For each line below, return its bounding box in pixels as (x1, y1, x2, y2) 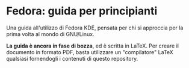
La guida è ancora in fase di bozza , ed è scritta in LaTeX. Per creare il (6, 42, 179, 49)
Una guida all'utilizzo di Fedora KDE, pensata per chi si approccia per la (6, 24, 184, 31)
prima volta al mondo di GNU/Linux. (6, 30, 94, 37)
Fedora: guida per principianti (6, 4, 158, 18)
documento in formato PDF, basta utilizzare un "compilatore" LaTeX (6, 48, 173, 55)
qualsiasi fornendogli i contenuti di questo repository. (6, 55, 138, 62)
